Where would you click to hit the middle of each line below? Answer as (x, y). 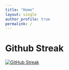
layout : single (21, 14)
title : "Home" (20, 10)
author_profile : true (28, 19)
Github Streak (34, 48)
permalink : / (19, 24)
